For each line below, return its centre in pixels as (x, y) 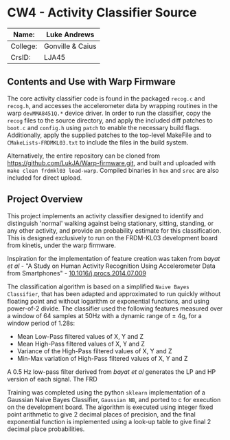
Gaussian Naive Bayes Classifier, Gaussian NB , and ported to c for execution (114, 399)
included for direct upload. (45, 178)
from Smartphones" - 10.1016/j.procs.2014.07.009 (77, 273)
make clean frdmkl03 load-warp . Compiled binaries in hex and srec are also (113, 170)
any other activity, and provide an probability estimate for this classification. (114, 230)
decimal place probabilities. (46, 429)
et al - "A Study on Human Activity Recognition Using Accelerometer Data (112, 266)
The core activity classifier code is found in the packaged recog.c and (106, 98)
